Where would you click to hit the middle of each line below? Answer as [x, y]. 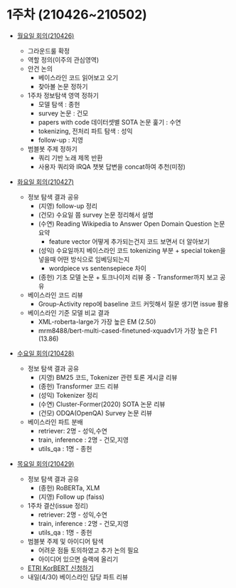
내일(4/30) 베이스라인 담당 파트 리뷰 [78, 577]
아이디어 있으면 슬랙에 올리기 [78, 559]
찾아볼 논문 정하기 [63, 86]
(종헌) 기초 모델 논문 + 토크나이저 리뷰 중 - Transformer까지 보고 [128, 277]
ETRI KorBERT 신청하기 [60, 568]
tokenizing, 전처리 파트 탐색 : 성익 [85, 131]
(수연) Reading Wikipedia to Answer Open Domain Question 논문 [132, 223]
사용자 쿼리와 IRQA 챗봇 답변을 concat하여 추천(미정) [112, 166]
